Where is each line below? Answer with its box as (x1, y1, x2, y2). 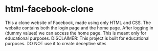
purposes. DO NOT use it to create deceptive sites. (5, 40, 108, 46)
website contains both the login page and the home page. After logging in (5, 25, 154, 30)
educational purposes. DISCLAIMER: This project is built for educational (5, 35, 150, 41)
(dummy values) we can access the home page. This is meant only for (5, 30, 147, 36)
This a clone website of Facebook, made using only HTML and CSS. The (5, 20, 151, 25)
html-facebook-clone (5, 3, 94, 15)
